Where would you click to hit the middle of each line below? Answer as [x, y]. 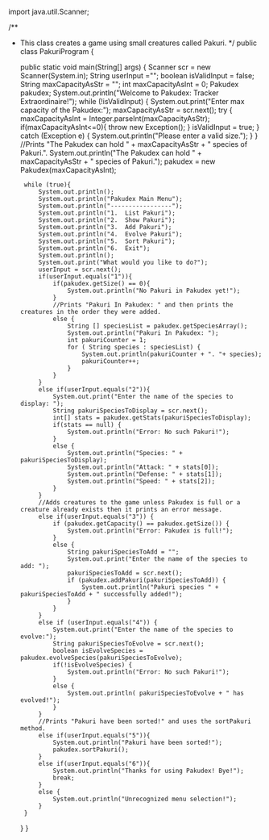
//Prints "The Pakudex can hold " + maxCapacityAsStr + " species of [134, 144]
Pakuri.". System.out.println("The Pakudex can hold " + [111, 153]
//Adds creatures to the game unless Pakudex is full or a [139, 503]
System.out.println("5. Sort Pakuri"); [107, 241]
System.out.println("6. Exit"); [94, 249]
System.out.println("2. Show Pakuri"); [107, 220]
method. [33, 729]
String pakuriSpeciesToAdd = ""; [123, 552]
